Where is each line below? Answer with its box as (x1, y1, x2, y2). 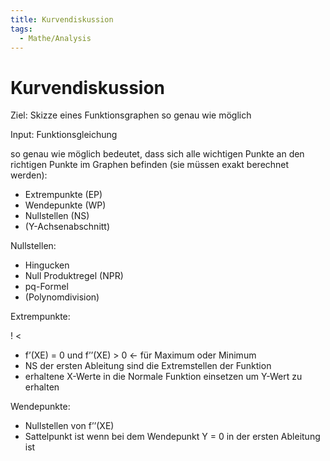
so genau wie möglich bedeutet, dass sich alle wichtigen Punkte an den (10, 148, 305, 160)
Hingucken (24, 259, 70, 271)
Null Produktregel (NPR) (24, 270, 124, 282)
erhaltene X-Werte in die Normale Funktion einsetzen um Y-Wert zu (24, 371, 303, 383)
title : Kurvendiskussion (10, 14, 114, 25)
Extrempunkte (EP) (24, 189, 103, 201)
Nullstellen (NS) (24, 210, 90, 222)
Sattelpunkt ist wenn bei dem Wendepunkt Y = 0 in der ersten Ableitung (24, 431, 321, 443)
